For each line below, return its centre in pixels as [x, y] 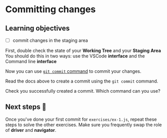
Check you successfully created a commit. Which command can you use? [83, 91]
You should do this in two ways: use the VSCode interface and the [75, 56]
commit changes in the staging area [50, 40]
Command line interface [31, 62]
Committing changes [50, 9]
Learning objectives [38, 28]
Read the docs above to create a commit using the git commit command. [82, 81]
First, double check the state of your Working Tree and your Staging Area [83, 51]
